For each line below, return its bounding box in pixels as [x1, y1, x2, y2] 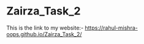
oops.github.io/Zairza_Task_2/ [6, 30, 82, 37]
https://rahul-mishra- [85, 24, 138, 31]
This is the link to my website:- [6, 24, 84, 31]
